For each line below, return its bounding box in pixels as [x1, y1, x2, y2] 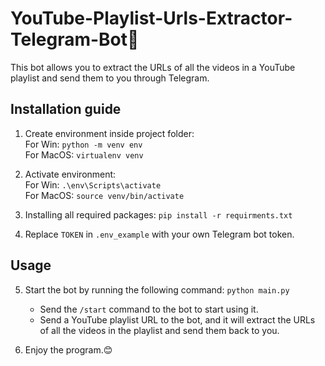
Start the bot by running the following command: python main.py [24, 283, 290, 296]
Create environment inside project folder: [24, 127, 195, 139]
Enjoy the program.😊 [24, 343, 113, 356]
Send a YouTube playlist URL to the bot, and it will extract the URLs [39, 313, 316, 326]
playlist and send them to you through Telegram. [10, 72, 210, 84]
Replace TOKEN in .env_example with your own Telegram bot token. [24, 228, 295, 240]
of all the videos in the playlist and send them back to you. [39, 324, 280, 336]
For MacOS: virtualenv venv [24, 148, 144, 161]
